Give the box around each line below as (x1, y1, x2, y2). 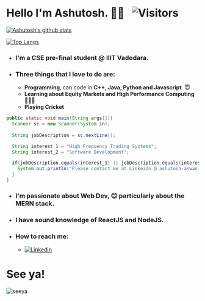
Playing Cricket (24, 103, 64, 111)
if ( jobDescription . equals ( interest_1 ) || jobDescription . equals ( (12, 160, 182, 166)
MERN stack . (15, 199, 55, 207)
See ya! (6, 267, 45, 281)
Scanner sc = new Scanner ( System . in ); (12, 121, 111, 127)
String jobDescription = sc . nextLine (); (12, 132, 116, 138)
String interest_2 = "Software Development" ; (12, 149, 130, 155)
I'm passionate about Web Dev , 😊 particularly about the (15, 191, 185, 200)
